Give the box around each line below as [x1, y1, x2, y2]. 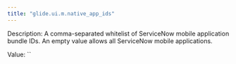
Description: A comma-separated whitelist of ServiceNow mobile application [7, 29, 230, 38]
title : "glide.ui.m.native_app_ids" [7, 10, 115, 17]
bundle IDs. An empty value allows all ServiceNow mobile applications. [7, 36, 213, 45]
